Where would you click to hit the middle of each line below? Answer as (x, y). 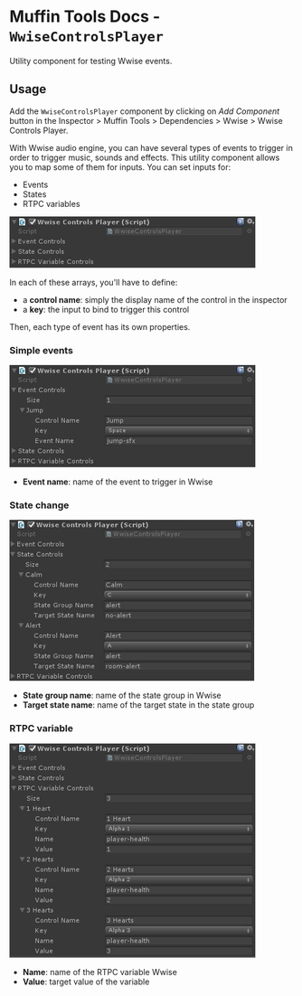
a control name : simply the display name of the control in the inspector (155, 299)
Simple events (42, 350)
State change (39, 505)
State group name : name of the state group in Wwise (122, 695)
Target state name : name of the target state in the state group (138, 705)
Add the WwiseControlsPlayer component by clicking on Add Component (145, 111)
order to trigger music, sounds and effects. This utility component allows (145, 157)
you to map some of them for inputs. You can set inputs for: (120, 167)
